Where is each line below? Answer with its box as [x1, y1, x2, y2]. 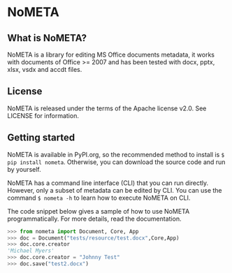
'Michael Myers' [7, 247, 55, 255]
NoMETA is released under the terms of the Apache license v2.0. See [7, 104, 207, 112]
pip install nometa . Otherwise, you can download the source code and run [7, 158, 226, 166]
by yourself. [7, 165, 42, 173]
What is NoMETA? [7, 32, 87, 44]
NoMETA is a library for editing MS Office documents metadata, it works [7, 50, 215, 59]
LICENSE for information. [7, 111, 79, 119]
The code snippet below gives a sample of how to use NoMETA [7, 207, 190, 215]
